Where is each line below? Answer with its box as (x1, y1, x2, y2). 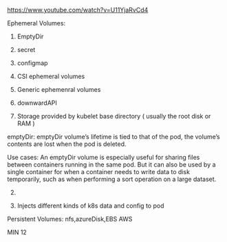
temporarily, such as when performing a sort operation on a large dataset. (7, 175, 217, 183)
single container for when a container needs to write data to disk (7, 168, 191, 176)
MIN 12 (7, 228, 28, 236)
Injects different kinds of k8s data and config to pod (17, 202, 164, 210)
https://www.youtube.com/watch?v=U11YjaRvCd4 (7, 6, 149, 14)
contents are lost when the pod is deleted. (7, 140, 127, 148)
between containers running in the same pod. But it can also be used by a (7, 160, 216, 169)
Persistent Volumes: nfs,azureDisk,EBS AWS (7, 215, 133, 223)
